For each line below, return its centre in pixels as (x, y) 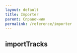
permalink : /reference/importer (38, 24)
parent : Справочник (25, 19)
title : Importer (22, 14)
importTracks (27, 44)
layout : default (22, 10)
